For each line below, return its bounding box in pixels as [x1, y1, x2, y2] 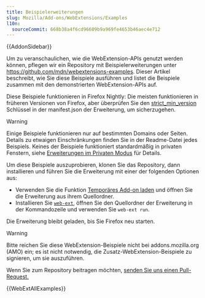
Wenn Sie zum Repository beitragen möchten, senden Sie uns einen [6, 267, 179, 274]
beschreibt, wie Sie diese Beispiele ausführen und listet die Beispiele [6, 74, 180, 82]
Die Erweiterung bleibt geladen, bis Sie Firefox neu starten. [6, 218, 155, 225]
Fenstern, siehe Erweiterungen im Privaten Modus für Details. [6, 149, 161, 157]
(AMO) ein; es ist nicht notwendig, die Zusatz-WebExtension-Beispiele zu [6, 248, 192, 256]
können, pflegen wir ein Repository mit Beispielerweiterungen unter [6, 61, 177, 69]
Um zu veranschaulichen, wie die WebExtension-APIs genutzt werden [6, 55, 183, 62]
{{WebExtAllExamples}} [6, 285, 66, 292]
